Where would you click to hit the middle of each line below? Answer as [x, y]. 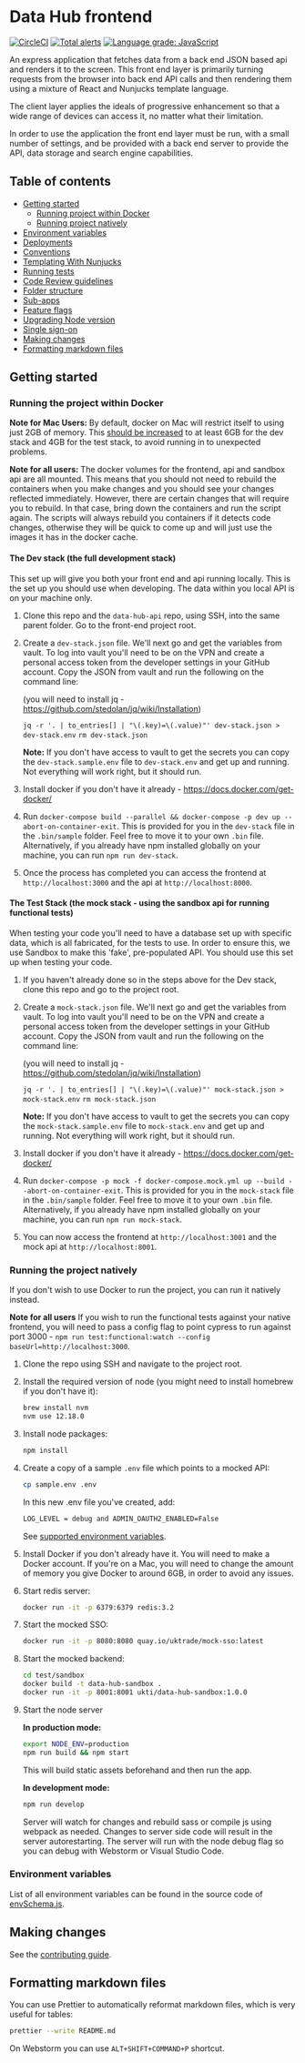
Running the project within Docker [86, 403]
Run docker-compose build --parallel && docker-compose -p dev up [151, 816]
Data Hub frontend [81, 17]
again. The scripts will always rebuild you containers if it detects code [140, 518]
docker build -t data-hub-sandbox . [92, 1684]
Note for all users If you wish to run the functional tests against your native [150, 1317]
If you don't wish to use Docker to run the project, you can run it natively [145, 1290]
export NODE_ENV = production [76, 1744]
